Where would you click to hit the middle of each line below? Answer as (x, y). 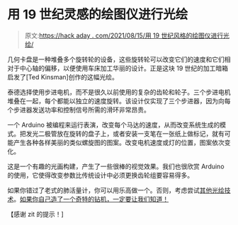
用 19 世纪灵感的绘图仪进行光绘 (98, 15)
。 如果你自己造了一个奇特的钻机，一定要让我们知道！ (91, 199)
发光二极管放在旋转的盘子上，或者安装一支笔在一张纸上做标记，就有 (125, 133)
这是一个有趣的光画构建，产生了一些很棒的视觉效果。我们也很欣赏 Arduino (116, 166)
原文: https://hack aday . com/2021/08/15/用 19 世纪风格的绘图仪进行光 (127, 35)
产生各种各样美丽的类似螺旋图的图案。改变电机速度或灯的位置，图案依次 (119, 142)
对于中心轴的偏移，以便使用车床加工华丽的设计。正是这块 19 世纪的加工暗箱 (118, 68)
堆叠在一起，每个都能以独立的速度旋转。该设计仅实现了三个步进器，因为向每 (119, 100)
